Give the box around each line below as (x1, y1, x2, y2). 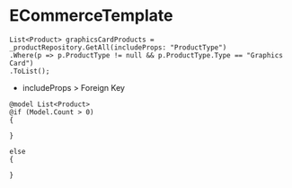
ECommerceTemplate (9, 5, 173, 26)
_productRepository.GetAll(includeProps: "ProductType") (9, 42, 227, 52)
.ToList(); (9, 67, 50, 76)
